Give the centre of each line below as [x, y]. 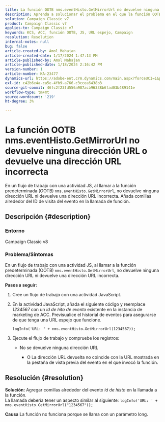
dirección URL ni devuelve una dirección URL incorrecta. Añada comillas [78, 196]
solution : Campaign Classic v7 [37, 19]
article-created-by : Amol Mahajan [41, 51]
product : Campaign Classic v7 [36, 23]
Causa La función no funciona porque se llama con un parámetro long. [77, 414]
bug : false [16, 46]
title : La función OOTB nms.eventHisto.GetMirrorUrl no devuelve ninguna [82, 10]
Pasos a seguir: [21, 285]
